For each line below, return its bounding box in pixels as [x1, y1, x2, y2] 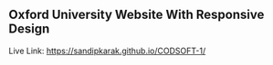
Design [8, 22, 50, 37]
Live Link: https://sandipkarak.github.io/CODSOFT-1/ [8, 45, 206, 56]
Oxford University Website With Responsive [8, 7, 265, 23]
